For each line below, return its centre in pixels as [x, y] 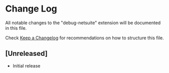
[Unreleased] [27, 54]
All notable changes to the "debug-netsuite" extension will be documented [83, 23]
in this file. [16, 28]
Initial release [26, 65]
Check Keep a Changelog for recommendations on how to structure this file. [85, 38]
